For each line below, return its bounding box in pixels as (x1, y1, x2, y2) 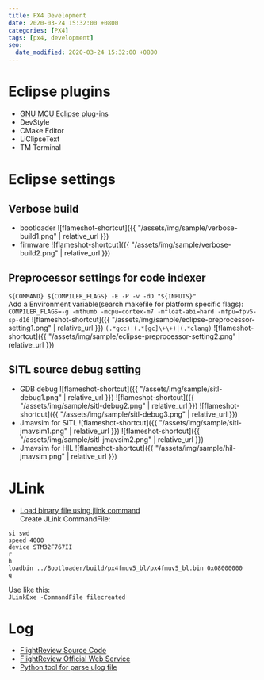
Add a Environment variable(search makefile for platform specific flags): (8, 299, 244, 309)
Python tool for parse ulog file (19, 663, 117, 672)
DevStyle (19, 117, 50, 127)
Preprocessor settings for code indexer (8, 271, 206, 285)
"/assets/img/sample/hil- (155, 443, 236, 452)
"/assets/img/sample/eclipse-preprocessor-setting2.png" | (48, 331, 241, 341)
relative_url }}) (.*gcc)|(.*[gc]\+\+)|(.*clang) (57, 323, 212, 332)
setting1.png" (8, 323, 52, 332)
